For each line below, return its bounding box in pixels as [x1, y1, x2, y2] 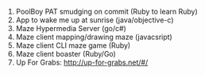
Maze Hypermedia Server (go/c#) [15, 24, 127, 33]
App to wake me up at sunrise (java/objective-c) [15, 15, 174, 25]
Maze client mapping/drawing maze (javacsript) [15, 32, 172, 41]
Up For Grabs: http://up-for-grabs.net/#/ [15, 57, 149, 67]
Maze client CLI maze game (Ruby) [15, 41, 131, 50]
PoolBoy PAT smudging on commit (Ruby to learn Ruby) [15, 7, 199, 16]
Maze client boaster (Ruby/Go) [15, 49, 117, 58]
